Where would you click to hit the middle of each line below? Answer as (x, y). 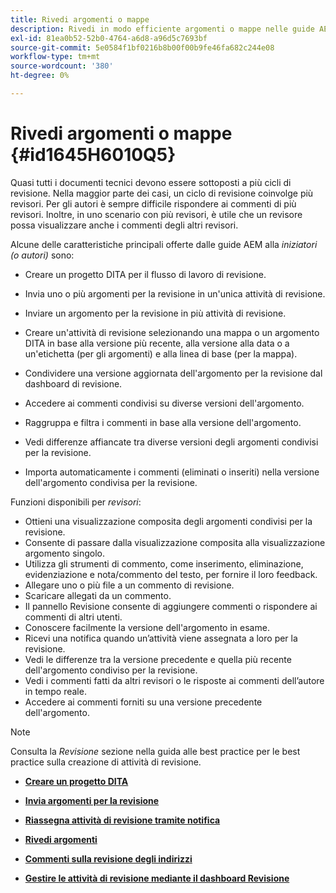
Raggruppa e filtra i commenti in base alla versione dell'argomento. (163, 422)
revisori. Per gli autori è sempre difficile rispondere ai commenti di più (153, 203)
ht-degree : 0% (40, 76)
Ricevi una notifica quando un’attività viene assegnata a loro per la (161, 638)
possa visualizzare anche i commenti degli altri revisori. (124, 225)
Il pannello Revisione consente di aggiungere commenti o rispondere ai (171, 606)
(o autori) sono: (42, 255)
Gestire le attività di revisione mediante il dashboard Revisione (157, 878)
